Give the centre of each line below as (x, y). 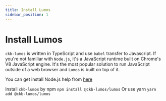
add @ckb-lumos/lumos (28, 94)
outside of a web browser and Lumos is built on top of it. (63, 70)
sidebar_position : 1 (27, 15)
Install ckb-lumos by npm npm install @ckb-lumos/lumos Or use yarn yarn (81, 89)
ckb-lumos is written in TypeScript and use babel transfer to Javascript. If (81, 54)
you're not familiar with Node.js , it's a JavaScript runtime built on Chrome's (83, 59)
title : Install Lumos (28, 10)
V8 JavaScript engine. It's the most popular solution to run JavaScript (77, 64)
